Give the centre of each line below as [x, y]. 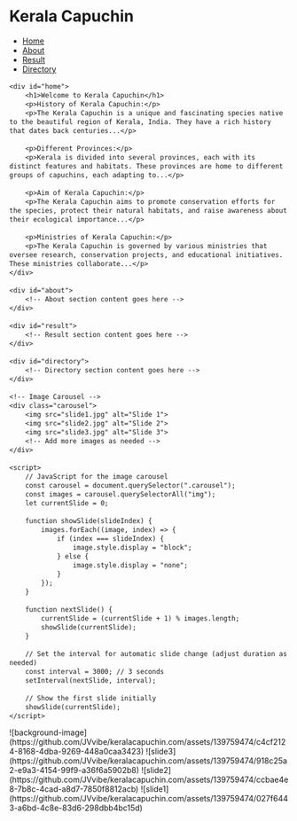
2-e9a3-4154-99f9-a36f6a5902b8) [74, 770]
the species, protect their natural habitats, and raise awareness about [148, 210]
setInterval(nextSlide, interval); [91, 680]
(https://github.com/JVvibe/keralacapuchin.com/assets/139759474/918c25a [148, 761]
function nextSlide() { [69, 609]
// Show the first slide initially [91, 698]
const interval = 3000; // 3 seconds [95, 671]
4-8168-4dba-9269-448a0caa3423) [77, 751]
